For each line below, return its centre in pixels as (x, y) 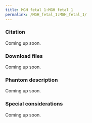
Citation (15, 32)
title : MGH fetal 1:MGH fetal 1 (39, 10)
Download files (24, 56)
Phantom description (32, 80)
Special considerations (34, 104)
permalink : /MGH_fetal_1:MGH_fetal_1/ (46, 15)
